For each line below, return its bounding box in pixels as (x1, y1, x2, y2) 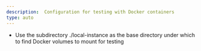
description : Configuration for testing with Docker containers (6, 8, 174, 15)
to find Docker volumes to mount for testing (15, 38, 124, 45)
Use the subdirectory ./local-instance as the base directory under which (15, 31, 196, 38)
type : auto (6, 15, 34, 21)
